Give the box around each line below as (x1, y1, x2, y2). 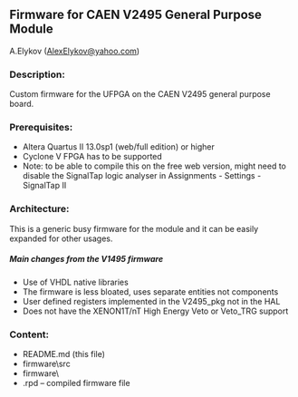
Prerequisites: (9, 121, 73, 134)
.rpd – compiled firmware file (22, 377, 130, 388)
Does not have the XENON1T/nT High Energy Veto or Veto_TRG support (22, 305, 289, 316)
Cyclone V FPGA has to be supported (22, 151, 163, 162)
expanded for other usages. (9, 233, 113, 244)
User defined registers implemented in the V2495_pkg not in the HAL (22, 295, 281, 306)
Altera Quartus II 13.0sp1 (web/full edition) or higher (22, 141, 216, 152)
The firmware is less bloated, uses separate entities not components (22, 286, 279, 297)
